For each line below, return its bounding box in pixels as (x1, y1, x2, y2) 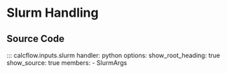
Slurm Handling (6, 5, 99, 21)
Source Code (6, 33, 64, 45)
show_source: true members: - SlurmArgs (6, 59, 128, 67)
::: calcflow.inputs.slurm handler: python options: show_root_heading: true (6, 51, 221, 59)
